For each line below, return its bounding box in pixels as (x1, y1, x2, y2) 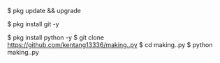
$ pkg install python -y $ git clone (7, 33, 105, 42)
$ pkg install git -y (7, 20, 59, 28)
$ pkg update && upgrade (7, 7, 82, 15)
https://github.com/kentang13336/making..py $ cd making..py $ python (7, 41, 213, 48)
